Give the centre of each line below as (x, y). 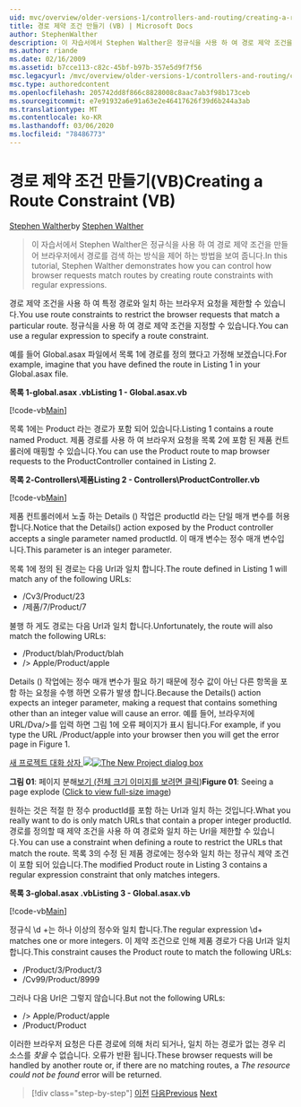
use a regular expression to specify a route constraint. (109, 335)
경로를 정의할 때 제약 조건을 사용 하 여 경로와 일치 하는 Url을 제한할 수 (130, 831)
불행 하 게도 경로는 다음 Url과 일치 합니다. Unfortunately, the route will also (141, 626)
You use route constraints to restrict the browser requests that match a (149, 314)
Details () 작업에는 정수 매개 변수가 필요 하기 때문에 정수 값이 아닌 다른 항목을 (144, 681)
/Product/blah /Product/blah (73, 653)
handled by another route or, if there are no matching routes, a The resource (150, 1065)
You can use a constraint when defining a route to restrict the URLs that (150, 842)
